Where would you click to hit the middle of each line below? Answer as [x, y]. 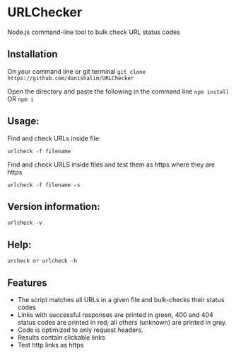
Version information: [54, 206]
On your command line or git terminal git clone [77, 71]
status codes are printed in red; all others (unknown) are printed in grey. [122, 322]
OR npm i [20, 99]
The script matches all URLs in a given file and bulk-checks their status [121, 300]
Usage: [24, 121]
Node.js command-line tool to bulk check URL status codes [94, 32]
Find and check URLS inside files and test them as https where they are [111, 165]
